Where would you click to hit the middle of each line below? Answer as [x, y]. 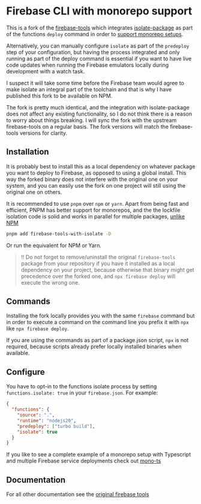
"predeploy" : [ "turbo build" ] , [56, 426]
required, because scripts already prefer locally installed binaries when [94, 346]
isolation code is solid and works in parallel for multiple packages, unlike [95, 216]
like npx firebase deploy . [37, 328]
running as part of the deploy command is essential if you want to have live [99, 58]
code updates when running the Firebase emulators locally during [88, 65]
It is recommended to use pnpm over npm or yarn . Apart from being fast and [97, 203]
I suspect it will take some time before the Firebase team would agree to [95, 83]
